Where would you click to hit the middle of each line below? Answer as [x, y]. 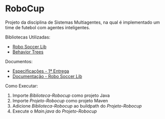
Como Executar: [22, 86]
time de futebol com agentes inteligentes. [48, 27]
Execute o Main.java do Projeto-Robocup [54, 111]
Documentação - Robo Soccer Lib [47, 76]
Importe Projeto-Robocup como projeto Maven [60, 100]
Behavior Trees [28, 52]
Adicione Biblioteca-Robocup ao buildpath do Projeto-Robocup [77, 106]
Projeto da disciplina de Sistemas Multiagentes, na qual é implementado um [82, 22]
